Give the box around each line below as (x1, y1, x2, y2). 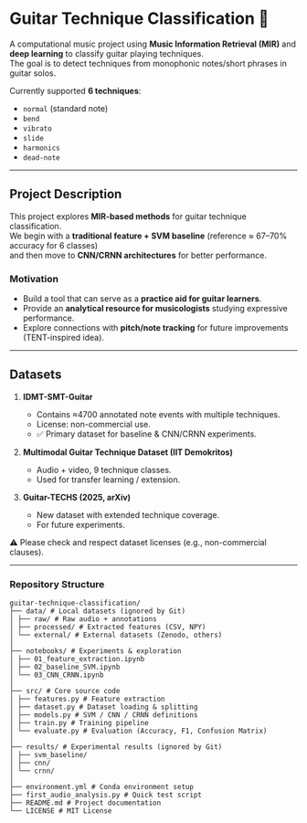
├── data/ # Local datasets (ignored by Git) (9, 607, 185, 616)
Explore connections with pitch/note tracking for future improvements (22, 322, 289, 333)
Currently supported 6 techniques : (9, 85, 142, 96)
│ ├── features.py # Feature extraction (9, 694, 166, 704)
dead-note (22, 153, 61, 163)
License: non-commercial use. (36, 418, 151, 429)
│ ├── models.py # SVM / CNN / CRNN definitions (9, 711, 198, 720)
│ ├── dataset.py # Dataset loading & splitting (9, 702, 198, 712)
